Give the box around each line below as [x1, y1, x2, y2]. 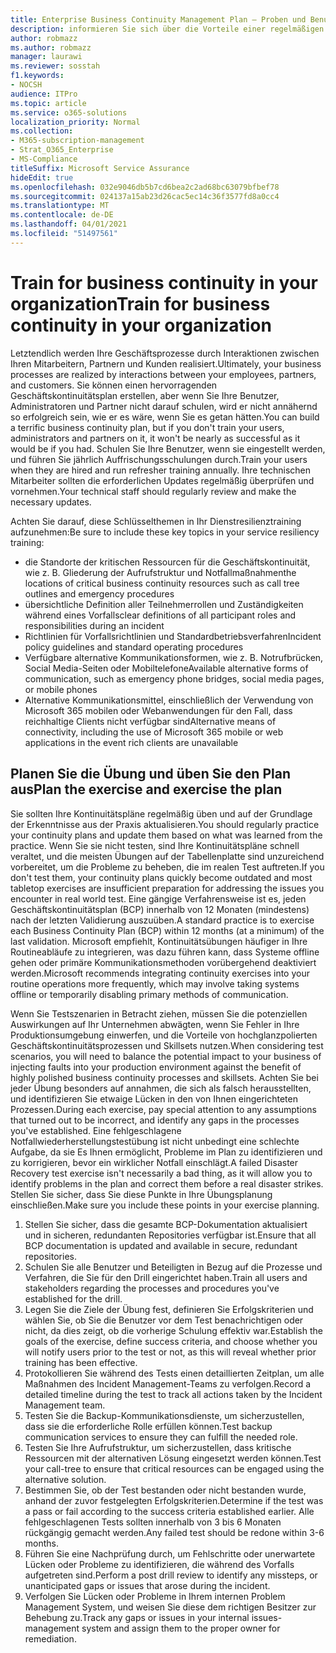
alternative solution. [24, 1473, 107, 1485]
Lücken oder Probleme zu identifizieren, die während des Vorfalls [24, 1558, 295, 1570]
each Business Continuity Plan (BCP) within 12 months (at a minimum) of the [10, 924, 325, 936]
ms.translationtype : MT [10, 201, 110, 211]
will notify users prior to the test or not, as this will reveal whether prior [24, 1346, 317, 1358]
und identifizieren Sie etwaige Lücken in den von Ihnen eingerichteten [10, 1092, 298, 1105]
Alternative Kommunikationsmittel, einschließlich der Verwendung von [24, 694, 314, 706]
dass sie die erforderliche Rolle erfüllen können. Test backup [24, 1420, 273, 1432]
